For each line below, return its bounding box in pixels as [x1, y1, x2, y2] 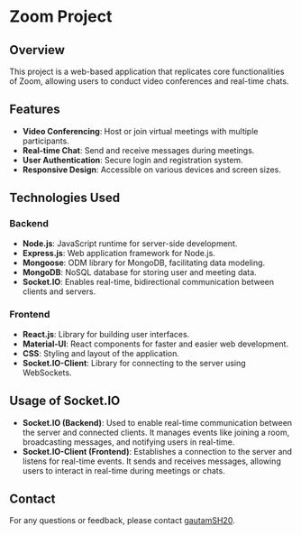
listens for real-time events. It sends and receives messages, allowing [22, 456, 281, 466]
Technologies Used [9, 190, 120, 206]
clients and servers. [22, 286, 96, 297]
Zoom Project [9, 6, 113, 27]
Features [9, 102, 60, 117]
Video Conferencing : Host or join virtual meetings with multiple [22, 125, 259, 136]
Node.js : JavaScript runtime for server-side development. [22, 237, 238, 249]
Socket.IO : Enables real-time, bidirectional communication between [22, 276, 275, 287]
